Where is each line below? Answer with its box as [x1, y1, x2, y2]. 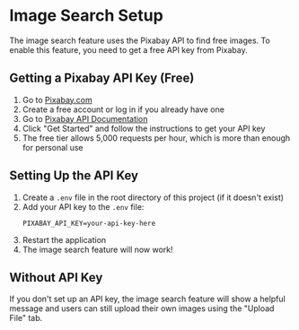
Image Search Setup [9, 5, 163, 26]
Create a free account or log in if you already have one [22, 104, 224, 115]
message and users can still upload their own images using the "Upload [9, 303, 275, 314]
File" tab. [9, 313, 43, 324]
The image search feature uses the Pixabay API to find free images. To [9, 35, 271, 46]
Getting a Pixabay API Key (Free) [9, 71, 195, 86]
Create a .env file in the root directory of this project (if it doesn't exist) [22, 192, 285, 203]
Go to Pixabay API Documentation [22, 113, 148, 124]
